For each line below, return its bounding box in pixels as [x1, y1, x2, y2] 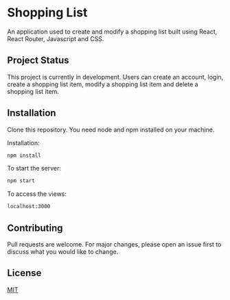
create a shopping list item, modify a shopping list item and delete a [7, 80, 198, 88]
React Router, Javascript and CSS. [7, 34, 104, 42]
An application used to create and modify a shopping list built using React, [7, 27, 218, 36]
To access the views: [7, 190, 67, 198]
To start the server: [7, 164, 62, 173]
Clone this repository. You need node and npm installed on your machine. [7, 125, 215, 134]
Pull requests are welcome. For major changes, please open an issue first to [7, 240, 222, 248]
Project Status [7, 55, 70, 66]
